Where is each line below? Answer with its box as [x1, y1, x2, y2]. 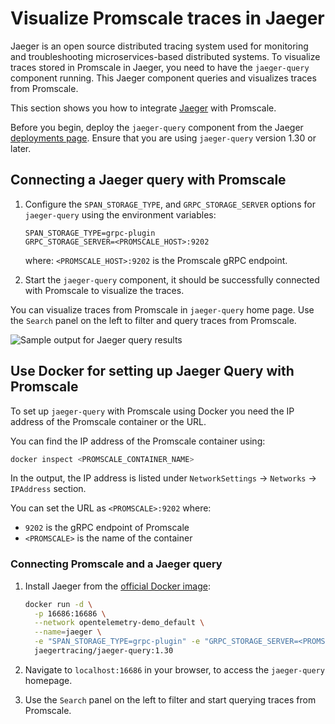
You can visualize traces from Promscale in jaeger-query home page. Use [10, 303, 315, 316]
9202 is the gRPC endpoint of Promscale [24, 522, 190, 534]
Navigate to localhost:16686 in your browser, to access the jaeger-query [24, 663, 325, 676]
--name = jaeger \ [34, 627, 102, 637]
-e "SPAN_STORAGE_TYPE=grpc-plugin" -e [34, 637, 201, 647]
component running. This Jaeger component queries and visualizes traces [10, 72, 317, 84]
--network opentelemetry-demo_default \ [34, 618, 205, 628]
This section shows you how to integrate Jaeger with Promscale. [10, 102, 277, 114]
